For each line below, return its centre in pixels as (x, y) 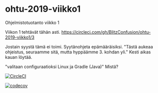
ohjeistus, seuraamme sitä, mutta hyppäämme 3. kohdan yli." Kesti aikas (78, 52)
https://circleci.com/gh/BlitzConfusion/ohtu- (106, 32)
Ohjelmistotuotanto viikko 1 (32, 23)
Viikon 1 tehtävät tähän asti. (33, 32)
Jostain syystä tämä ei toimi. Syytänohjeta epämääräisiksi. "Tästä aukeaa (79, 46)
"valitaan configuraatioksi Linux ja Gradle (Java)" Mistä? (62, 67)
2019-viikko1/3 (20, 37)
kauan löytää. (19, 57)
